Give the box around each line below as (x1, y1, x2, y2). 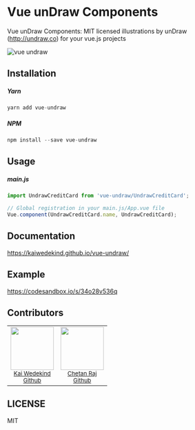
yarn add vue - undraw (7, 104, 67, 111)
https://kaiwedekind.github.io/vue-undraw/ (7, 248, 130, 257)
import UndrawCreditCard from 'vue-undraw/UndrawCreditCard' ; (7, 193, 189, 199)
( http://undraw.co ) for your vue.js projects (7, 34, 126, 42)
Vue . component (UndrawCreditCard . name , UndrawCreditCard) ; (7, 211, 177, 218)
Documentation (7, 231, 76, 242)
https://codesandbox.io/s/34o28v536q (7, 287, 118, 295)
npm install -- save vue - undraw (7, 137, 97, 144)
